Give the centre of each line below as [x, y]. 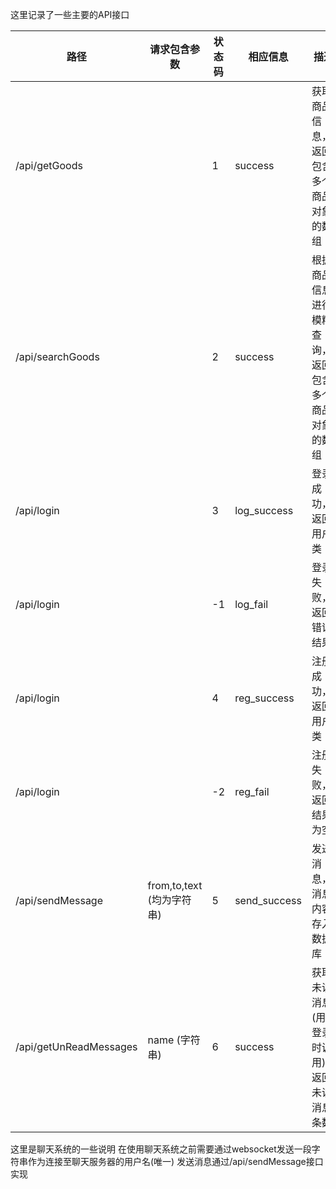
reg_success [264, 698]
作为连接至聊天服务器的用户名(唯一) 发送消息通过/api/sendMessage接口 [175, 1161]
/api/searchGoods [57, 356]
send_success [268, 900]
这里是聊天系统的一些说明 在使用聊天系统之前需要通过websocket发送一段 [161, 1149]
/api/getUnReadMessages [76, 1046]
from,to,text [175, 885]
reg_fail [252, 791]
